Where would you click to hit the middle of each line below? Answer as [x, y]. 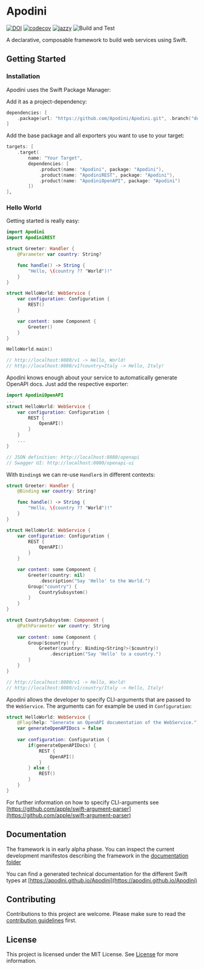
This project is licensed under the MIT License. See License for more [92, 954]
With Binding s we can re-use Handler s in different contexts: [81, 474]
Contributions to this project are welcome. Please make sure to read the [96, 914]
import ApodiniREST [31, 238]
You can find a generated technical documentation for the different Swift [97, 874]
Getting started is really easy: [43, 221]
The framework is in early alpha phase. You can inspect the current [90, 849]
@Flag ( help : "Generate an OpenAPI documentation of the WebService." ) [108, 723]
